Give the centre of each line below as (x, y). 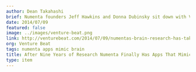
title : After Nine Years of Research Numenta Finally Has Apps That (91, 55)
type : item (19, 60)
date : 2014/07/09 (27, 22)
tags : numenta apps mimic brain (45, 49)
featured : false (26, 28)
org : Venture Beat (28, 44)
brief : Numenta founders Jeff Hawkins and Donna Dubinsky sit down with (96, 17)
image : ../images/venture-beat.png (49, 33)
